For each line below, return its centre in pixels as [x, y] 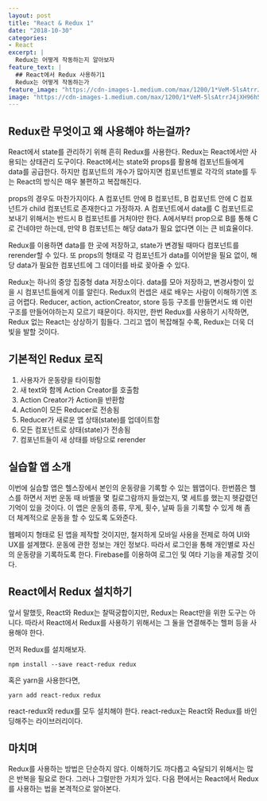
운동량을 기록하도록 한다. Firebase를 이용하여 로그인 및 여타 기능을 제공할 [130, 554]
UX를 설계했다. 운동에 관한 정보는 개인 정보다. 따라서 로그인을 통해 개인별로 [124, 544]
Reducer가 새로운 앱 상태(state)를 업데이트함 [90, 419]
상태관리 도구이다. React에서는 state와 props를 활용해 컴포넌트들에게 [137, 162]
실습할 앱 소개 [40, 467]
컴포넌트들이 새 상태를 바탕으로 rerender [83, 439]
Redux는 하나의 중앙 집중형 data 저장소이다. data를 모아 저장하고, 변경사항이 [127, 282]
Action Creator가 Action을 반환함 [72, 399]
